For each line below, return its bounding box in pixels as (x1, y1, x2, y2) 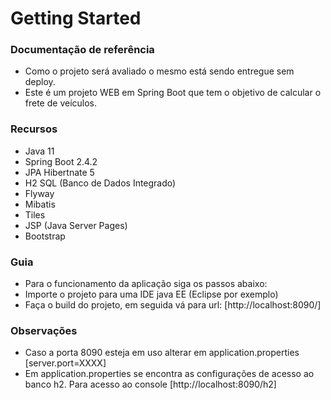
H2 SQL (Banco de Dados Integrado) (24, 177, 177, 189)
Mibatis (24, 198, 56, 210)
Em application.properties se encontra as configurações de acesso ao (24, 368, 315, 380)
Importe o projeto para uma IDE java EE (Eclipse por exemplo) (24, 288, 279, 301)
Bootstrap (24, 230, 66, 242)
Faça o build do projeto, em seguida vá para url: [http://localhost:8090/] (24, 299, 322, 311)
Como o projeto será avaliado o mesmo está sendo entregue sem (24, 65, 295, 77)
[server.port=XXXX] (24, 357, 107, 369)
